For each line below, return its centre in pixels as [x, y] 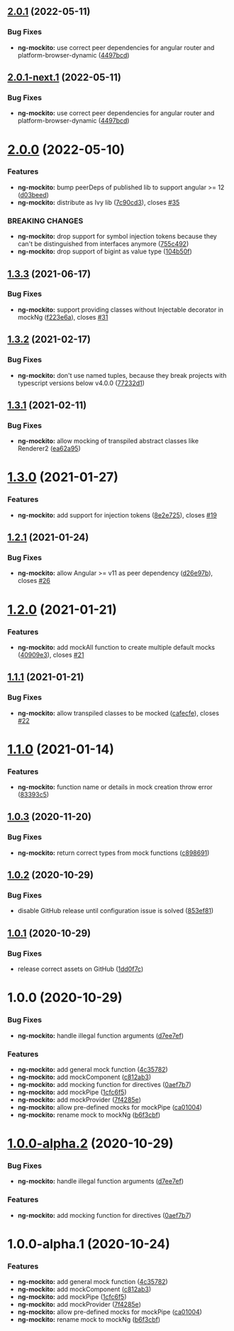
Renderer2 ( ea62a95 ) [49, 448]
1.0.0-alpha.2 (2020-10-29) [90, 1143]
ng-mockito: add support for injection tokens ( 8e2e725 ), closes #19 [117, 515]
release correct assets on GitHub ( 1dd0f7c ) [80, 969]
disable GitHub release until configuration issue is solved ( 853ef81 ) [116, 911]
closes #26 [34, 581]
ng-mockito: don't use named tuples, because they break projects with [122, 375]
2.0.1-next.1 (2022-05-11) [65, 78]
